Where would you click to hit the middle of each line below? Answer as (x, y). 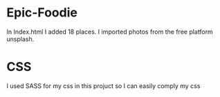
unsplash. (20, 39)
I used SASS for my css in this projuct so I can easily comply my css (103, 86)
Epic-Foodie (42, 13)
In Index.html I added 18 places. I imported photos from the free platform (110, 32)
